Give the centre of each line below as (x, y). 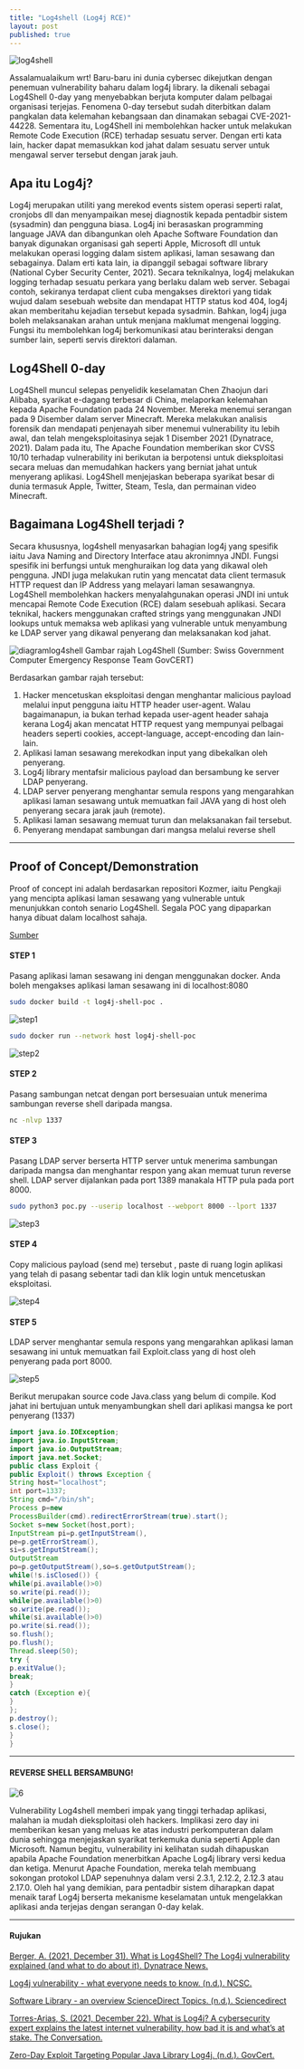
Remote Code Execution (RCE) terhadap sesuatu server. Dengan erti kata (146, 136)
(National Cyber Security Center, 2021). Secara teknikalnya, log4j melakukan (152, 273)
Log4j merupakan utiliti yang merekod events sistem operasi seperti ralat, (146, 206)
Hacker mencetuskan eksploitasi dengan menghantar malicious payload (157, 694)
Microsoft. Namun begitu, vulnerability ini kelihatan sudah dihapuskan (139, 1849)
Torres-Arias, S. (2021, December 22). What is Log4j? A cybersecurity (140, 2018)
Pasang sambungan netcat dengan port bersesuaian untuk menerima (138, 1094)
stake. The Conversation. (56, 2037)
